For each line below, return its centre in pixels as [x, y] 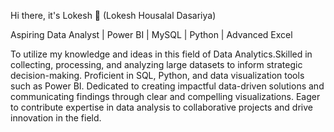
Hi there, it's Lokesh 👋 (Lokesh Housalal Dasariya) [113, 15]
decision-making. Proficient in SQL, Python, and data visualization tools [157, 75]
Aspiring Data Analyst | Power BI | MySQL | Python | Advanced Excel [151, 34]
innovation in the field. [56, 118]
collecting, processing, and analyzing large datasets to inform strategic [156, 64]
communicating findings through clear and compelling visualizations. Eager [165, 96]
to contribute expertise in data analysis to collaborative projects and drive [161, 107]
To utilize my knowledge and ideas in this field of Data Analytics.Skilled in [161, 54]
